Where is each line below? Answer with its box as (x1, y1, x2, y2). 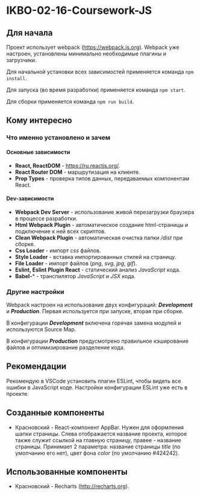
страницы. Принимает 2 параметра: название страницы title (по (14, 443, 181, 450)
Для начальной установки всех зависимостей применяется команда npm (6, 68, 194, 75)
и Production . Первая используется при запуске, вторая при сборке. (6, 308, 184, 315)
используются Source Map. (6, 326, 77, 333)
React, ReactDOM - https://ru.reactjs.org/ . (14, 162, 120, 169)
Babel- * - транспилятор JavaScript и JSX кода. (14, 272, 136, 279)
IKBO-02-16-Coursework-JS (6, 4, 152, 17)
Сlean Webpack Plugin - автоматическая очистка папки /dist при (14, 234, 183, 241)
